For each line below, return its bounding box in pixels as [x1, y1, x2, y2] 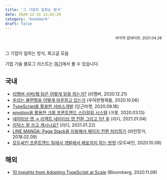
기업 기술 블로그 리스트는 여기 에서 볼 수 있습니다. [5, 61, 99, 67]
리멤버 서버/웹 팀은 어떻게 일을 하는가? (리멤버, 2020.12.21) [12, 91, 128, 97]
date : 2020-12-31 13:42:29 [5, 12, 61, 17]
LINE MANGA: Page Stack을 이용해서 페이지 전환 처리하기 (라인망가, [12, 128, 147, 134]
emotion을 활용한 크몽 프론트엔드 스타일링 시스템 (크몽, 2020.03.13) [12, 110, 145, 116]
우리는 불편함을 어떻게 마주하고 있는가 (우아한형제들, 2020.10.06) [12, 97, 139, 103]
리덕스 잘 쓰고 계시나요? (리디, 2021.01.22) [12, 122, 96, 128]
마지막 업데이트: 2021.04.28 [115, 35, 162, 41]
